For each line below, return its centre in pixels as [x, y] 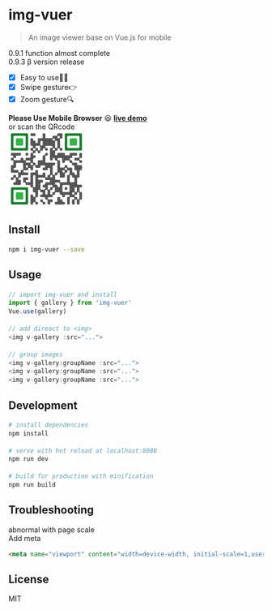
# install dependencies [49, 425]
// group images [36, 354]
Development [43, 405]
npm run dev [28, 459]
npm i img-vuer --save [47, 249]
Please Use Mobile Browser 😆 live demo [78, 118]
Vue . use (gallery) [38, 311]
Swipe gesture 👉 [49, 87]
